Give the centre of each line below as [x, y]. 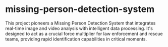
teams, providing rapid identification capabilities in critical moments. [76, 39]
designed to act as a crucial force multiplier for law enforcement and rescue [84, 33]
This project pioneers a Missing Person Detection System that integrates [80, 23]
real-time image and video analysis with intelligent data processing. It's [79, 28]
